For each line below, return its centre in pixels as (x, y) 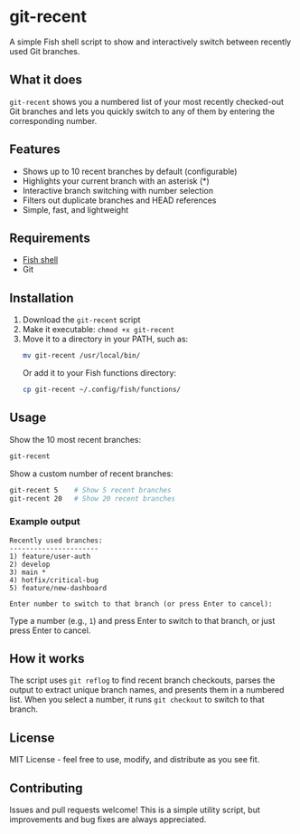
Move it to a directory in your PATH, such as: (105, 339)
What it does (46, 80)
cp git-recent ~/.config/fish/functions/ (101, 390)
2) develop (30, 564)
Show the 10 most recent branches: (75, 439)
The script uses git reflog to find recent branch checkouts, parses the (142, 680)
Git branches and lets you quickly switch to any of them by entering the (142, 111)
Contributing (46, 788)
